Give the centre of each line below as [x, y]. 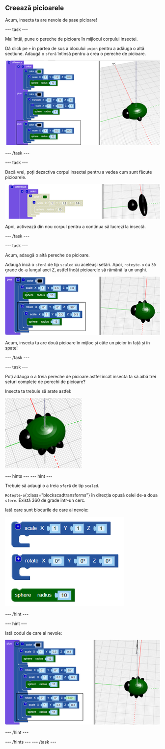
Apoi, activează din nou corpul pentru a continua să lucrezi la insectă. [75, 226]
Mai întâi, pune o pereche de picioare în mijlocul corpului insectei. [71, 39]
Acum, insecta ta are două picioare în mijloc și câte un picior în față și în [78, 342]
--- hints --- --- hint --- [29, 476]
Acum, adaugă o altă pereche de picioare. [47, 255]
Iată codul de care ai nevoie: [34, 633]
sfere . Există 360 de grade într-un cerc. [45, 500]
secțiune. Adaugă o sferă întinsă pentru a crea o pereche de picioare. [76, 53]
